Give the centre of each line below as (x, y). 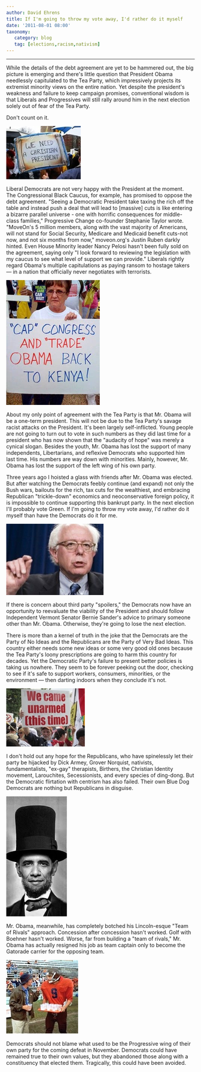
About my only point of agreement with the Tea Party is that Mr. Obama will (99, 415)
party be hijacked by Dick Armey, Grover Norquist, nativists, (80, 762)
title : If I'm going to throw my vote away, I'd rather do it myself (95, 19)
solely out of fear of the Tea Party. (48, 106)
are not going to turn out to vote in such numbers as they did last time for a (98, 434)
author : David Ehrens (33, 13)
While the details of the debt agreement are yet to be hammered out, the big (100, 68)
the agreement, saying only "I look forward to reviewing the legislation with (98, 253)
